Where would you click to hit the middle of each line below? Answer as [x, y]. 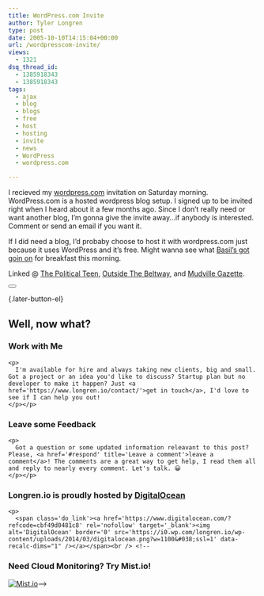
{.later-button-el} [36, 299]
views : [19, 52]
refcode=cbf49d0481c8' [45, 525]
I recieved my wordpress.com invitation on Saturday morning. [108, 193]
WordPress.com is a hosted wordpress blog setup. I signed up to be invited [130, 201]
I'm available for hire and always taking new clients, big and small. [136, 369]
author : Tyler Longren [45, 23]
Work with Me [36, 346]
